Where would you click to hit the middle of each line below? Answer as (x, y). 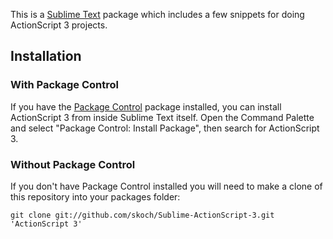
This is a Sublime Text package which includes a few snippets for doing (157, 14)
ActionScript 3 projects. (59, 25)
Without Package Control (73, 164)
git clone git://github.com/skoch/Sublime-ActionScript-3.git (142, 215)
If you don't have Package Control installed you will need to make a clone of (166, 186)
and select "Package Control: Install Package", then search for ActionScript (165, 128)
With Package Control (64, 85)
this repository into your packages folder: (95, 196)
